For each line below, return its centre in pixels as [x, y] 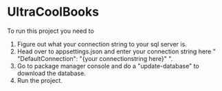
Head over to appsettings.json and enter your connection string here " [116, 51]
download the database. [51, 73]
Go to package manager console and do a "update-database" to [108, 66]
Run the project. [40, 80]
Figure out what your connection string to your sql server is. [102, 44]
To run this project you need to [51, 31]
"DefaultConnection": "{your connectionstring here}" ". [95, 58]
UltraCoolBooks [53, 12]
